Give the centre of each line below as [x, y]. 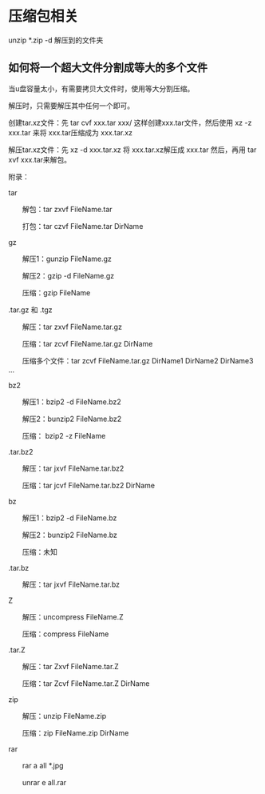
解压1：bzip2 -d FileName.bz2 [71, 402]
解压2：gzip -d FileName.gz [68, 275]
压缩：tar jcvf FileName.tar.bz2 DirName [89, 485]
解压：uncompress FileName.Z [73, 616]
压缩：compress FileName [65, 634]
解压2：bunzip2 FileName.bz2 [72, 419]
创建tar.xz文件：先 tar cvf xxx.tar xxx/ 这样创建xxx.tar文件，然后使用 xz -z [130, 122]
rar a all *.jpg [43, 765]
